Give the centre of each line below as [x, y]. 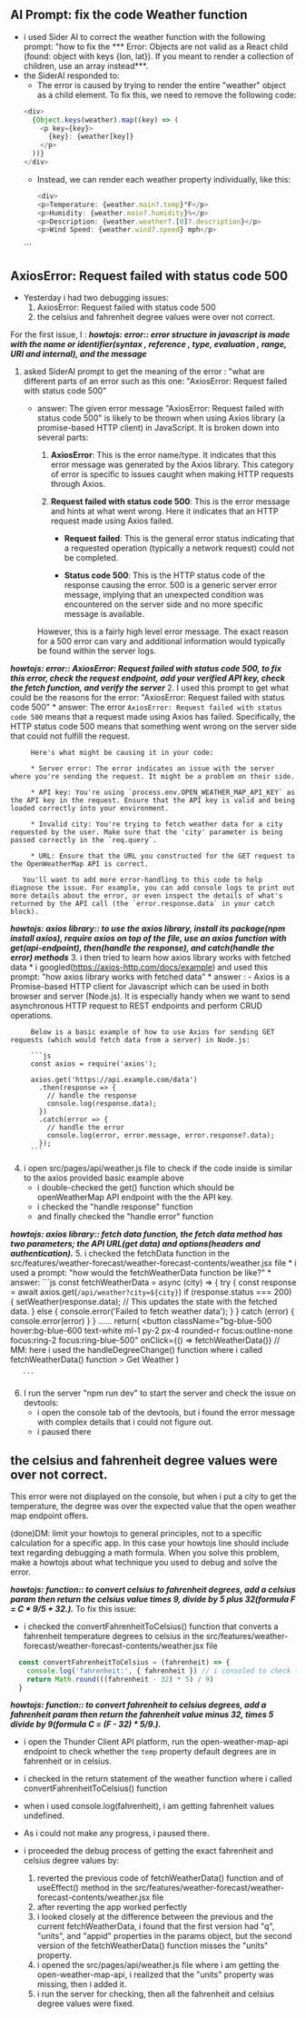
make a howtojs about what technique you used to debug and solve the [144, 1562]
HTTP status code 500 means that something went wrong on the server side [153, 727]
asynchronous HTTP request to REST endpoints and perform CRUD [136, 1006]
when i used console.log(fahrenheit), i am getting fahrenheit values [149, 1806]
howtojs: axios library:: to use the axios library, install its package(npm [148, 929]
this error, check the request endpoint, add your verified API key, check [148, 678]
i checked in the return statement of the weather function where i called [158, 1779]
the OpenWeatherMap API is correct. [79, 864]
